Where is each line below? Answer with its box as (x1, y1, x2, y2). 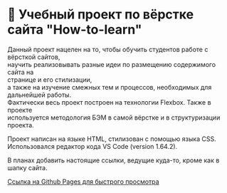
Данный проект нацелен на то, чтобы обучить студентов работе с (7, 45, 208, 53)
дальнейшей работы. (7, 90, 72, 99)
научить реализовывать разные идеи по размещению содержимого (7, 60, 216, 68)
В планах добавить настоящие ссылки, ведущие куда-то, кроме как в (7, 156, 220, 165)
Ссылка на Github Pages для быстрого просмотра (7, 177, 159, 186)
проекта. (7, 120, 34, 129)
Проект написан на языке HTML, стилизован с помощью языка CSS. (7, 135, 216, 143)
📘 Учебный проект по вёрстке (7, 6, 194, 23)
